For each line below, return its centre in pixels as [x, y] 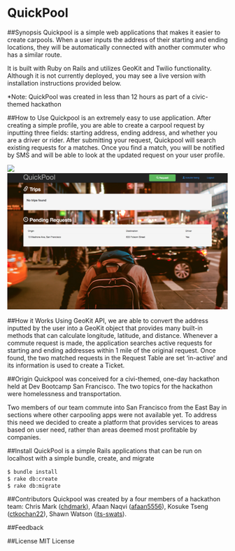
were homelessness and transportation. [64, 393]
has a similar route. [35, 55]
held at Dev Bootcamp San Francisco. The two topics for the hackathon [110, 386]
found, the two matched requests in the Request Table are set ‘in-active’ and [117, 358]
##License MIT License [41, 540]
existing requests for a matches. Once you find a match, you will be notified [116, 147]
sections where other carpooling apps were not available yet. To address [112, 414]
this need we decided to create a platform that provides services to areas [113, 422]
